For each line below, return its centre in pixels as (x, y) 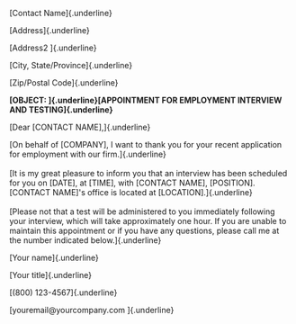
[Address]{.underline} (49, 30)
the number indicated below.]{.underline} (85, 240)
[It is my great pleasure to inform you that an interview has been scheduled (148, 173)
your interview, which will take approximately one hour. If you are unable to (148, 221)
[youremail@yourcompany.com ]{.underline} (92, 310)
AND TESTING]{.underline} (61, 110)
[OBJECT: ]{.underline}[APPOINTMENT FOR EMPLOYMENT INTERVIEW (146, 100)
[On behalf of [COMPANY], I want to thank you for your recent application (146, 144)
